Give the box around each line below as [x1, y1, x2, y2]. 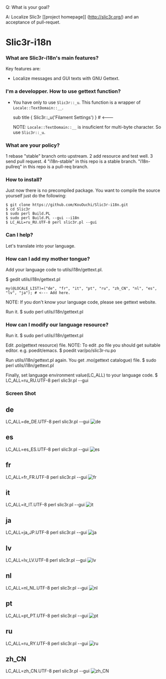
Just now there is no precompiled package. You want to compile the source [5, 187, 161, 194]
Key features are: [5, 66, 41, 72]
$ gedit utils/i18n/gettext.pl [5, 276, 61, 282]
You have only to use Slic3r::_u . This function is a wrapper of [12, 99, 141, 105]
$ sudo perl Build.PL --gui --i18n [5, 216, 80, 221]
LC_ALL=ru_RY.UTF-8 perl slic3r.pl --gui [5, 640, 88, 646]
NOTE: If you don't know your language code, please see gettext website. [5, 299, 157, 305]
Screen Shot [5, 390, 36, 397]
